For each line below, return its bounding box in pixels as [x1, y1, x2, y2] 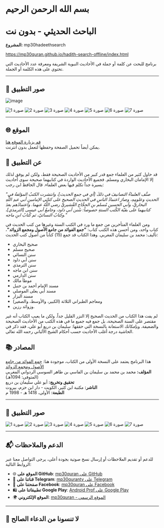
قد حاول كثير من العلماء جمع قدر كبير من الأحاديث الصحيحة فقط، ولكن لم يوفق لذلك [5, 171, 158, 177]
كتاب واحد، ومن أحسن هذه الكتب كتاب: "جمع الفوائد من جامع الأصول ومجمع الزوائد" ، [5, 226, 159, 232]
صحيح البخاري [12, 241, 38, 247]
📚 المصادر [5, 343, 35, 351]
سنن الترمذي [12, 262, 36, 268]
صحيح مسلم [12, 246, 35, 252]
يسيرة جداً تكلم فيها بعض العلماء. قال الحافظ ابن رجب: [5, 182, 104, 188]
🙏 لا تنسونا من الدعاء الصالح [5, 515, 79, 523]
